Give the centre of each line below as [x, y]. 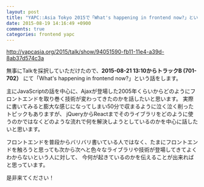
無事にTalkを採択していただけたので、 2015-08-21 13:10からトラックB [94, 71]
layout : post [23, 12]
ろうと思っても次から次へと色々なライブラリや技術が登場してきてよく [110, 150]
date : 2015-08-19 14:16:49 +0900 [49, 23]
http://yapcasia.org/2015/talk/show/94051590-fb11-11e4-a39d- [85, 52]
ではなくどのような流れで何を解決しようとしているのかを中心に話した [110, 121]
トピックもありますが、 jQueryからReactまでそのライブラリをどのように [97, 114]
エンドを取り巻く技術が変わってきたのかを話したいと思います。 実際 [108, 99]
